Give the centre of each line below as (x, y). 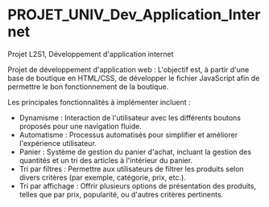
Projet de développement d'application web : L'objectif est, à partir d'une (128, 69)
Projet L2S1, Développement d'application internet (91, 54)
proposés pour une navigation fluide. (80, 126)
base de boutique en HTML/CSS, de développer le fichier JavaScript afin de (134, 78)
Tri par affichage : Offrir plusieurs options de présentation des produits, (138, 185)
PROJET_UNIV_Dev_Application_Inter (134, 15)
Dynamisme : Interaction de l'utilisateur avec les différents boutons (130, 117)
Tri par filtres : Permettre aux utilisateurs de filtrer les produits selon (131, 168)
